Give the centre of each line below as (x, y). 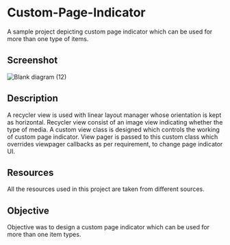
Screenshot (33, 61)
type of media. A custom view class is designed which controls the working (114, 129)
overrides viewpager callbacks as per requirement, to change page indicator (115, 144)
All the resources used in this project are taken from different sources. (106, 189)
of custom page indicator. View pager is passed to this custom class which (113, 137)
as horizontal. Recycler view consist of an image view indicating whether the (115, 122)
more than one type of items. (48, 38)
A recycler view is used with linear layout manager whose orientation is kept (114, 115)
